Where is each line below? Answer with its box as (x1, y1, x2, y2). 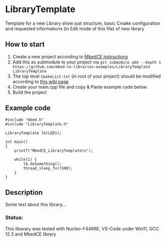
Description (5, 188, 43, 197)
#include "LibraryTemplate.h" (5, 122, 69, 127)
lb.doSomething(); (23, 161, 62, 166)
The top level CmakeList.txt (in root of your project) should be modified (12, 73, 161, 79)
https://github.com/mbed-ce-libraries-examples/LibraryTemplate (12, 64, 150, 69)
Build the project (12, 89, 47, 95)
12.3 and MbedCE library (5, 231, 56, 237)
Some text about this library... (5, 202, 66, 208)
